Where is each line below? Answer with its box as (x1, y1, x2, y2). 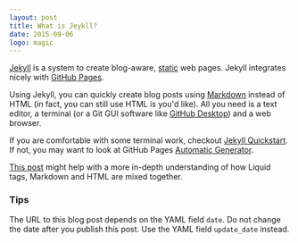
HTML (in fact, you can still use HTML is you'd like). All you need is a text (9, 99, 277, 110)
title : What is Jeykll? (9, 21, 98, 30)
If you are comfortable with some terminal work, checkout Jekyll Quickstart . (9, 135, 288, 146)
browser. (9, 118, 42, 129)
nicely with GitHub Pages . (9, 72, 104, 83)
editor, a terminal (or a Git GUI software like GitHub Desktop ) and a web (9, 108, 272, 119)
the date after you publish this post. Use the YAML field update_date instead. (9, 223, 290, 234)
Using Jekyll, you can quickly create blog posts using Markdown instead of (9, 89, 286, 100)
